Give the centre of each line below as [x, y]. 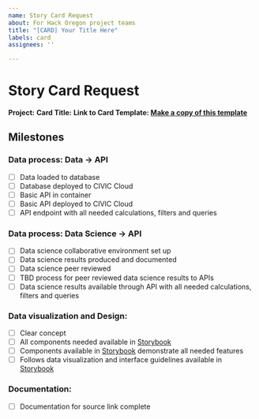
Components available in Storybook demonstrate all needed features [131, 351]
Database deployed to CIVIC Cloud [76, 185]
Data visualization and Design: [68, 316]
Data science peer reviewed [65, 268]
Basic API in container [55, 195]
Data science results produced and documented [98, 260]
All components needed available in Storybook [96, 342]
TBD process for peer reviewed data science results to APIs [117, 278]
